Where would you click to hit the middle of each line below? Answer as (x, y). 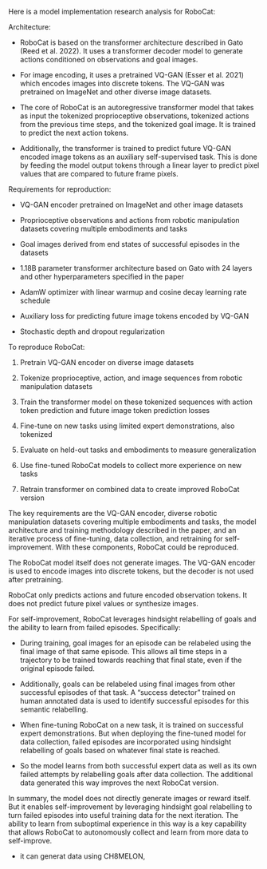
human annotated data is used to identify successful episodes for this (134, 701)
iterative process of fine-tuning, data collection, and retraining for (116, 539)
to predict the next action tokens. (74, 133)
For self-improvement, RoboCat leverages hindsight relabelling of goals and (132, 619)
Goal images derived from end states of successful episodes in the (130, 244)
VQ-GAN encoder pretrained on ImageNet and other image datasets (132, 204)
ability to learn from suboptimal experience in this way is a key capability (128, 823)
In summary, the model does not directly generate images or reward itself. (130, 798)
